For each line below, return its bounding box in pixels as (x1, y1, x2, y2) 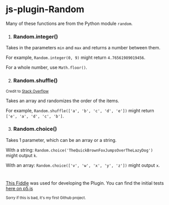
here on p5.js (6, 186, 33, 192)
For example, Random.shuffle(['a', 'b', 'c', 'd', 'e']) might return (6, 107, 154, 113)
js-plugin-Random (6, 4, 85, 15)
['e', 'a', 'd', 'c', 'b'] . (6, 113, 64, 119)
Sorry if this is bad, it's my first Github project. (6, 195, 86, 200)
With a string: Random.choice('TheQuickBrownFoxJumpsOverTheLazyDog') (6, 147, 153, 153)
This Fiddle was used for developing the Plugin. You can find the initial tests (6, 180, 164, 186)
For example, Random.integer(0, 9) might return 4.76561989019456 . (6, 54, 146, 61)
